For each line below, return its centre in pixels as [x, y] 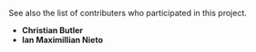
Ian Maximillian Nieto [62, 40]
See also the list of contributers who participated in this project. [128, 13]
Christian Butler [52, 30]
